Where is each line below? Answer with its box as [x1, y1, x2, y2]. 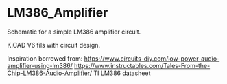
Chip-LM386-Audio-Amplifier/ [7, 69, 93, 77]
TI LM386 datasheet [93, 69, 151, 77]
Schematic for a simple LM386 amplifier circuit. [7, 28, 141, 36]
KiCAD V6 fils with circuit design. [7, 41, 101, 49]
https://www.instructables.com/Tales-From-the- [74, 61, 211, 70]
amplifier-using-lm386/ [7, 61, 73, 70]
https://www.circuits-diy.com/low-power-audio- [84, 54, 220, 63]
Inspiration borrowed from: [7, 54, 83, 63]
